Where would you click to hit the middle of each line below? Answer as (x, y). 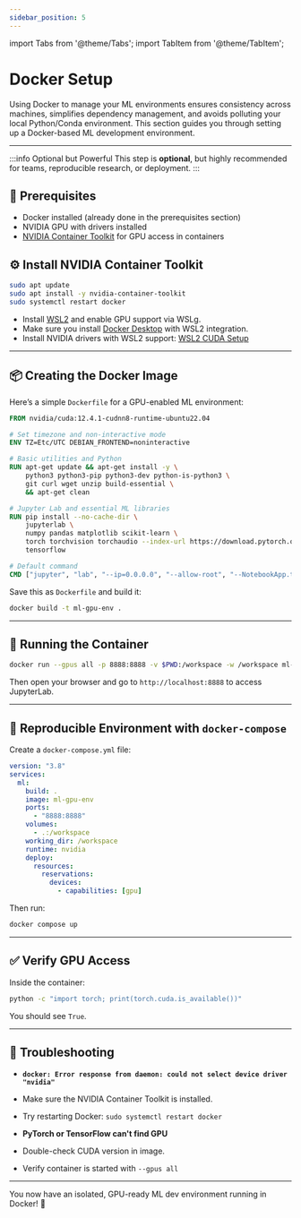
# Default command (43, 566)
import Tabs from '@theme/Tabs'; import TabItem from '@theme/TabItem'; (147, 43)
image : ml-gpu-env (60, 799)
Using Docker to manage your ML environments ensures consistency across (150, 104)
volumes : (42, 825)
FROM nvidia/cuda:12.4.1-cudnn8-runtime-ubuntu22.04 (110, 418)
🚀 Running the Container (79, 644)
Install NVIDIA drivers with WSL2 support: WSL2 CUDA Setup (135, 338)
